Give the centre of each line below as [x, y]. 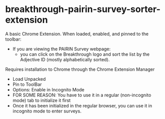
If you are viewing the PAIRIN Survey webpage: [62, 49]
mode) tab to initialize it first [41, 100]
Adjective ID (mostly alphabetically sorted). [65, 59]
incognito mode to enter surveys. [47, 111]
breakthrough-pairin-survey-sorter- [83, 9]
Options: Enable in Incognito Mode [48, 89]
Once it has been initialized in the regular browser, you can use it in [82, 105]
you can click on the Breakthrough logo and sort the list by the [85, 54]
